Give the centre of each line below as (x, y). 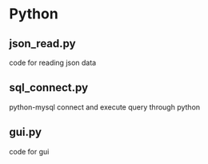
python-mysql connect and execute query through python (105, 107)
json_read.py (42, 44)
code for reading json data (53, 62)
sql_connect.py (49, 88)
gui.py (26, 132)
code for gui (29, 151)
